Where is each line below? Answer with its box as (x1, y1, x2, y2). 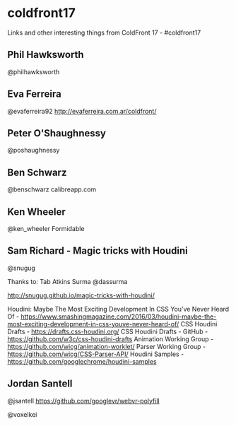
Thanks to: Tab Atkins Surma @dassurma (7, 277, 128, 285)
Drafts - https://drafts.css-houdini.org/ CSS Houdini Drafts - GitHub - (7, 327, 208, 336)
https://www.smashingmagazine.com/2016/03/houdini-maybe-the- (20, 312, 217, 321)
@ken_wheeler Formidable (7, 225, 85, 232)
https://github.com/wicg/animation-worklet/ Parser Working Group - (7, 342, 206, 350)
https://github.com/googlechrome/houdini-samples (7, 357, 157, 365)
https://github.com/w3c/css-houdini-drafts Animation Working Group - (7, 334, 214, 343)
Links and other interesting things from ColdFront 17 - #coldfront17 (7, 28, 201, 37)
